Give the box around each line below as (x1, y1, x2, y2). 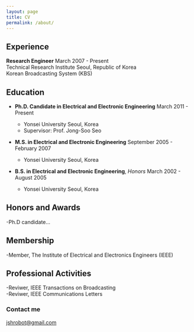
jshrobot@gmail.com (6, 318, 57, 326)
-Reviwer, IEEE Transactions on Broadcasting (6, 284, 116, 291)
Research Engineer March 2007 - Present (6, 58, 109, 65)
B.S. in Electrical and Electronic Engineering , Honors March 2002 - (14, 168, 181, 175)
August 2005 (14, 174, 47, 181)
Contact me (6, 305, 41, 314)
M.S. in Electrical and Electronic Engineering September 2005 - (14, 139, 173, 145)
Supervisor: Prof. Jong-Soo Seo (23, 127, 102, 134)
